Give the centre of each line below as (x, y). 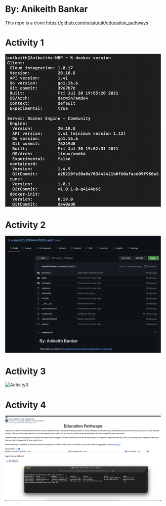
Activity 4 (26, 405)
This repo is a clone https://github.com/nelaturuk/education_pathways (77, 23)
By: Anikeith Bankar (46, 9)
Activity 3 (25, 371)
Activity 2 (25, 225)
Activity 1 (25, 43)
